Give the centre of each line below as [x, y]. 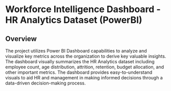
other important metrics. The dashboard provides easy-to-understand [79, 72]
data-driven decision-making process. [45, 83]
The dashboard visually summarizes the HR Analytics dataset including [80, 61]
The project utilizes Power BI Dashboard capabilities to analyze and [76, 51]
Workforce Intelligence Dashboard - [83, 9]
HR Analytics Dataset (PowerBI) [74, 20]
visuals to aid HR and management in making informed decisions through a [84, 78]
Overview [21, 39]
